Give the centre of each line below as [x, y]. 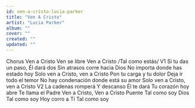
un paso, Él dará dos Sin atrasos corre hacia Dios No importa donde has [94, 67]
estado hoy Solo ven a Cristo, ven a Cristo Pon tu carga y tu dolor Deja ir [95, 74]
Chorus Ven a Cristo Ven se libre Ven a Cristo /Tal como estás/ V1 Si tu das [97, 61]
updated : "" [21, 45]
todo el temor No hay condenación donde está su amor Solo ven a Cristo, [96, 80]
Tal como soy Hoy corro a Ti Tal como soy [57, 99]
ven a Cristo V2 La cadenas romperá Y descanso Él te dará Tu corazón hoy [98, 86]
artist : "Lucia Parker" [36, 22]
